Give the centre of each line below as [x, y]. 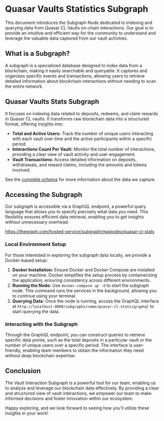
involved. [21, 170]
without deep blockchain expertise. [41, 355]
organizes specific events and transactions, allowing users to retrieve [75, 76]
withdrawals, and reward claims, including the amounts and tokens [79, 165]
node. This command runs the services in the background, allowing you [84, 291]
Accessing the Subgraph [44, 195]
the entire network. [24, 86]
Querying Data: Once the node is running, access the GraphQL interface [85, 301]
